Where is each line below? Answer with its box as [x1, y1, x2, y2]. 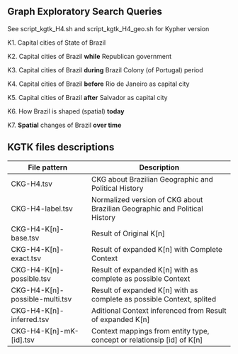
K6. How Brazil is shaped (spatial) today [7, 106, 125, 116]
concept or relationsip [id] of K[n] [91, 335, 203, 345]
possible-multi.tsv [11, 294, 72, 304]
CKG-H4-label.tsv [11, 204, 73, 214]
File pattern [28, 162, 68, 172]
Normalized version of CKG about [91, 194, 203, 204]
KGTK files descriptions [7, 141, 115, 153]
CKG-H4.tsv [11, 179, 53, 189]
